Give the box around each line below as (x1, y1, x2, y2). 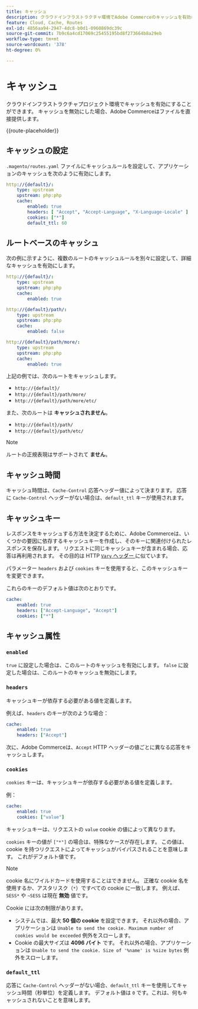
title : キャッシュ (6, 8, 47, 15)
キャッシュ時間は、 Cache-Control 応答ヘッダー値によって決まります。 (6, 487, 176, 494)
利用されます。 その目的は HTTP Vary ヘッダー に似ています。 (21, 552, 171, 560)
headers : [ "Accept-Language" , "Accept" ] (16, 607, 117, 613)
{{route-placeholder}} (6, 127, 59, 134)
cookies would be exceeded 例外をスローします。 (14, 932, 134, 939)
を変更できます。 (6, 572, 47, 580)
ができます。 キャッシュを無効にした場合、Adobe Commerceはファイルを (6, 108, 186, 115)
